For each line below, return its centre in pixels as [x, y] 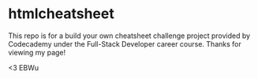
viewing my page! [37, 52]
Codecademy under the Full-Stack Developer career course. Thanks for [125, 43]
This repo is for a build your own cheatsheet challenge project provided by [129, 36]
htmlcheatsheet [61, 14]
